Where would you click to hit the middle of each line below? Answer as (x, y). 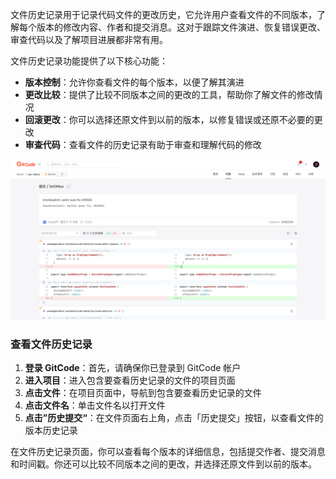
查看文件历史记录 (51, 344)
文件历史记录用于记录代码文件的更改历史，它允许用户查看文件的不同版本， (163, 14)
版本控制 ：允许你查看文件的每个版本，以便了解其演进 (134, 82)
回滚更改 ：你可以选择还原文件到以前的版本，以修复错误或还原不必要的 (169, 119)
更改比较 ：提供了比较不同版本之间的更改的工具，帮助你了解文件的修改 (169, 94)
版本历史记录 (51, 430)
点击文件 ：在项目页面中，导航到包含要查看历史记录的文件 (143, 393)
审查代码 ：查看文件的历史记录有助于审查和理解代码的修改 (143, 144)
